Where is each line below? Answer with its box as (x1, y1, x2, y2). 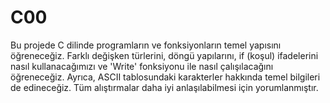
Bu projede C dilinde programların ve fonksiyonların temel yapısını (10, 39, 282, 51)
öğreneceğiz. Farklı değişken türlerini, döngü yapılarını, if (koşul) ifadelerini (10, 49, 319, 61)
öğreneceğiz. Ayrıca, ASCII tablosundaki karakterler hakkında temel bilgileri (10, 71, 321, 83)
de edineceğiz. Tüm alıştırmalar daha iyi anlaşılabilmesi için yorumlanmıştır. (10, 81, 319, 93)
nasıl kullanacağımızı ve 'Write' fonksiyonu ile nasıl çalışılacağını (10, 60, 274, 72)
